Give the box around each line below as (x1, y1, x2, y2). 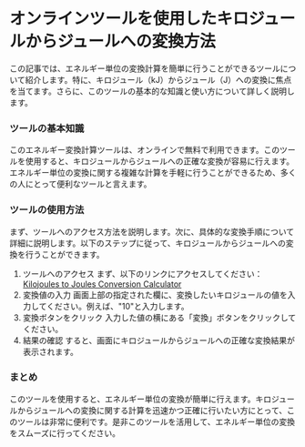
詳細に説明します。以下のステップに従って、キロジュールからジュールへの (9, 238, 287, 249)
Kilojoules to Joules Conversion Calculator (22, 279, 182, 290)
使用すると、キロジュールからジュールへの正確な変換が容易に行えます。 (25, 156, 295, 167)
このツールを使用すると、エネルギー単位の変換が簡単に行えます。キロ (9, 393, 272, 404)
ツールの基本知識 (9, 122, 85, 135)
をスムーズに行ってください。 (9, 427, 121, 438)
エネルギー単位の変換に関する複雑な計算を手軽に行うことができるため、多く (9, 168, 297, 178)
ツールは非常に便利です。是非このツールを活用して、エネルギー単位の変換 (16, 416, 296, 427)
